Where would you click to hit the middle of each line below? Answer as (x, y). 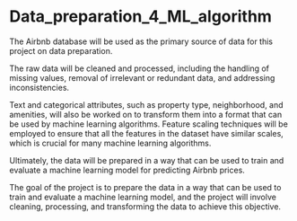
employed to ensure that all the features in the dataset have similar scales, (147, 133)
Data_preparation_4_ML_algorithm (140, 17)
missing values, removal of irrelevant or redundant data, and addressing (142, 77)
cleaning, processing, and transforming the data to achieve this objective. (145, 206)
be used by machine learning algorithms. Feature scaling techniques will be (149, 124)
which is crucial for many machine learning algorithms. (110, 143)
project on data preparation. (61, 50)
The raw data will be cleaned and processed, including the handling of (140, 68)
